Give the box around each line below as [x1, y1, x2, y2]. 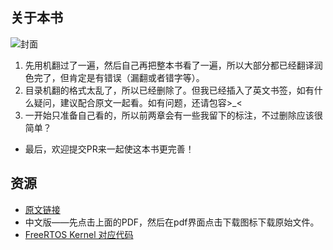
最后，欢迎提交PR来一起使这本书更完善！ [24, 143, 195, 155]
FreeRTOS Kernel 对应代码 [24, 228, 134, 240]
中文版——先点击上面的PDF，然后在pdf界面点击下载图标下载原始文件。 [24, 216, 320, 228]
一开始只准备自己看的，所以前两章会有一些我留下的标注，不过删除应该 [24, 109, 315, 121]
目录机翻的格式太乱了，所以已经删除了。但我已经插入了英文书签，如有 [24, 84, 315, 96]
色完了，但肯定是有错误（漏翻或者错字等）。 [24, 71, 205, 83]
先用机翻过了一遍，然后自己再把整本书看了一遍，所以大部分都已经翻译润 [24, 59, 323, 71]
